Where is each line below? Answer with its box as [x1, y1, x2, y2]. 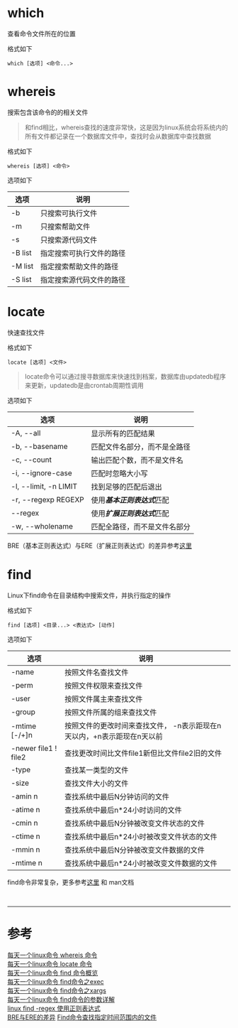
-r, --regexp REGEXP [11, 494, 85, 504]
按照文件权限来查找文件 [64, 681, 143, 691]
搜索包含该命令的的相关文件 [7, 108, 89, 117]
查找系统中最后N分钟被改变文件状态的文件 [64, 818, 205, 828]
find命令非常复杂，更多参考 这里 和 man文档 [7, 877, 135, 886]
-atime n [11, 804, 40, 814]
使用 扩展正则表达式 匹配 [91, 508, 170, 518]
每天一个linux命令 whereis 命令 [7, 951, 98, 959]
